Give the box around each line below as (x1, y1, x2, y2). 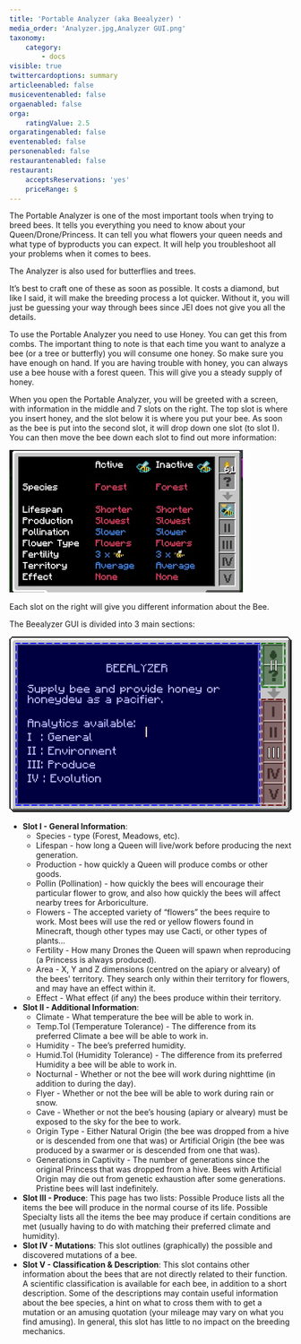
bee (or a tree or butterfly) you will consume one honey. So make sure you (9, 348, 284, 359)
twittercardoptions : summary (9, 72, 118, 81)
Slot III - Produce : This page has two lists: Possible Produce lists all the (21, 1192, 285, 1203)
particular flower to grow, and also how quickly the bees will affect (35, 888, 280, 898)
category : (25, 43, 63, 52)
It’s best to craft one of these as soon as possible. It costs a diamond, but (9, 283, 279, 294)
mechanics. (21, 1325, 65, 1336)
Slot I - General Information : (21, 820, 128, 831)
